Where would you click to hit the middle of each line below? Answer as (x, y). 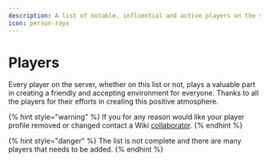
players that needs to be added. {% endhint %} (86, 149)
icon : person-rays (39, 23)
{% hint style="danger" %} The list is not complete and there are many (125, 141)
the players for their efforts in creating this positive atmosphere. (113, 101)
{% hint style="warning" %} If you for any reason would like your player (126, 117)
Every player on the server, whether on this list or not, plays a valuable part (132, 85)
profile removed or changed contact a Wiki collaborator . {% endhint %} (126, 125)
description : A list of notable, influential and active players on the (132, 16)
